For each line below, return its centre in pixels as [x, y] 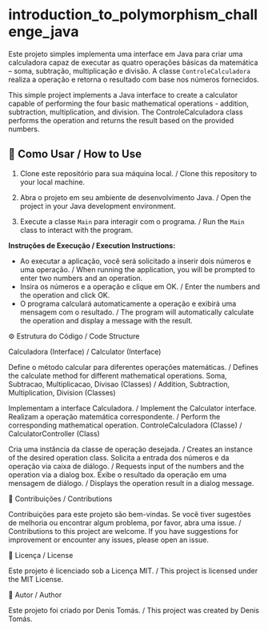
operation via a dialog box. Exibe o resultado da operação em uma [118, 475]
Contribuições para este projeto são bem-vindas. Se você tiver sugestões [130, 514]
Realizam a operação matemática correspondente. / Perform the [114, 416]
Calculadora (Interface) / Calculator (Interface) [85, 351]
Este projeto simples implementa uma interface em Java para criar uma [126, 54]
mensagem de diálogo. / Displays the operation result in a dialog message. [131, 483]
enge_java [44, 32]
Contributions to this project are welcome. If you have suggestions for [123, 531]
